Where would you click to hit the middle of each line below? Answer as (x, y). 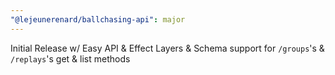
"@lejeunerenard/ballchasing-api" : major (98, 19)
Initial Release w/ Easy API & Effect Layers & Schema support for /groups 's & (167, 48)
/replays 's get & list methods (70, 58)
